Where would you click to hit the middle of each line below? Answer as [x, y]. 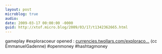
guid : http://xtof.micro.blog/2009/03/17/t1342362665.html [67, 27]
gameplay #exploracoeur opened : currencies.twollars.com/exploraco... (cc [81, 41]
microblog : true [22, 14]
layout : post [18, 9]
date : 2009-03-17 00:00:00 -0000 [39, 23]
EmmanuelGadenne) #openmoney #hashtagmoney [56, 46]
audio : [12, 18]
